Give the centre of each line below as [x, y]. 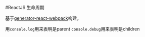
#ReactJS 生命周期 [25, 7]
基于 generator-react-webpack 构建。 [43, 18]
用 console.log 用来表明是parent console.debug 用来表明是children [72, 29]
